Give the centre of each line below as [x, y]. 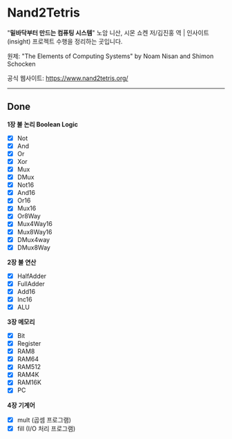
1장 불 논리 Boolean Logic [42, 124]
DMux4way [33, 239]
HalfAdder [32, 276]
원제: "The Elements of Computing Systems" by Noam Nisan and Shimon [110, 56]
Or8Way [29, 216]
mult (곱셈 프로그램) [44, 420]
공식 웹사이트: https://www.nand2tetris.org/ [68, 78]
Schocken [21, 64]
